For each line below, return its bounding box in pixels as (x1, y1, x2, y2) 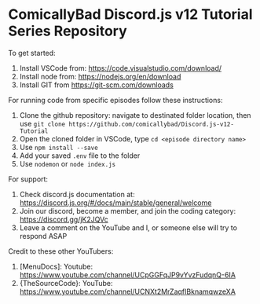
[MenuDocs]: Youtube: (19, 262, 93, 271)
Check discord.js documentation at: (19, 189, 135, 199)
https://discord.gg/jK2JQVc (19, 214, 108, 224)
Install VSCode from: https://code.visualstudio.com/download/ (19, 63, 222, 72)
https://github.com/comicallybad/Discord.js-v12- (68, 120, 234, 128)
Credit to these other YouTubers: (8, 246, 114, 256)
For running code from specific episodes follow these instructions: (8, 95, 223, 104)
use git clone (19, 119, 66, 128)
